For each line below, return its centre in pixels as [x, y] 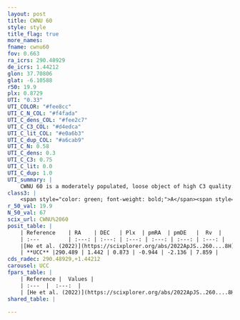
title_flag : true [33, 34]
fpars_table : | [30, 272]
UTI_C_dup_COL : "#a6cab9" [46, 140]
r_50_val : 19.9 [30, 206]
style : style [27, 27]
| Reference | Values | [57, 279]
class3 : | [22, 193]
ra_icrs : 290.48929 [36, 61]
